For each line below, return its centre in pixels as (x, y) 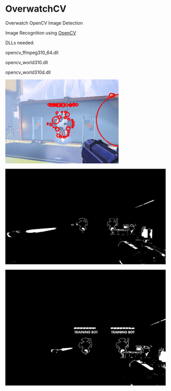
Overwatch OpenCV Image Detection (44, 23)
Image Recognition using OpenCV (41, 33)
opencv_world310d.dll (28, 72)
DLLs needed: (20, 43)
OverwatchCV (36, 9)
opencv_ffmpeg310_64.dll (32, 52)
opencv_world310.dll (27, 62)
